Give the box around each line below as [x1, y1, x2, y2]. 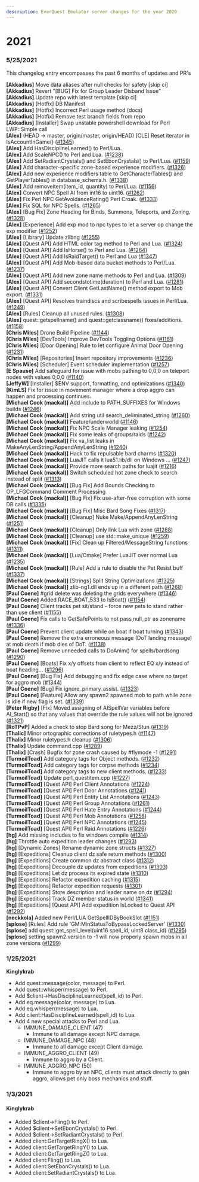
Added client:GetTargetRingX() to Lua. [14, 1137, 108, 1144]
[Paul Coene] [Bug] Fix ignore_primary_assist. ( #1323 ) [6, 685, 139, 692]
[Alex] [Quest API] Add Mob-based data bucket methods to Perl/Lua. [6, 259, 176, 266]
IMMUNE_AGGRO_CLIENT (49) [23, 1050, 99, 1057]
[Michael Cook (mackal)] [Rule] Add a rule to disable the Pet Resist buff [6, 564, 184, 572]
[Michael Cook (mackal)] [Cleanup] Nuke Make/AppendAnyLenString [6, 513, 178, 521]
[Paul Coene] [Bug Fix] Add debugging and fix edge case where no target [6, 673, 188, 680]
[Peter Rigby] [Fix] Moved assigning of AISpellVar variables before [6, 704, 170, 712]
